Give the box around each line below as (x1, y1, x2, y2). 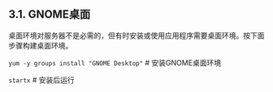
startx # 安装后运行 (8, 75, 75, 85)
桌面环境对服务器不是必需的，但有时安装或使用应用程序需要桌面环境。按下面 (8, 31, 265, 40)
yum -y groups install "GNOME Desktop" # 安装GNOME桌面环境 (8, 57, 222, 67)
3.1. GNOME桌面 (8, 7, 91, 22)
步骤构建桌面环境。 (8, 40, 73, 50)
